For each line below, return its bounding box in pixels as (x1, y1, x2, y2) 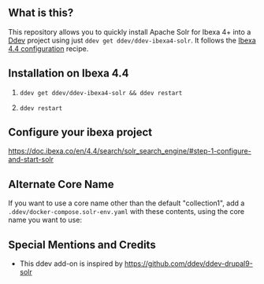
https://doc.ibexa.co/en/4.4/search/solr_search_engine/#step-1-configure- (8, 146, 252, 156)
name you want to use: (8, 216, 83, 225)
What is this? (8, 6, 74, 20)
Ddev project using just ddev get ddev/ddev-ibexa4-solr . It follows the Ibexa (8, 35, 256, 45)
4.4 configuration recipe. (8, 43, 89, 53)
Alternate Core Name (8, 177, 114, 191)
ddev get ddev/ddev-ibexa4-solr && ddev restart (19, 89, 183, 97)
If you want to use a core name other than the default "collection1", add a (8, 198, 245, 208)
